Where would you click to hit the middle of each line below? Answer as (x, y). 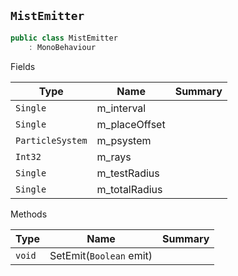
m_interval (121, 108)
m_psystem (124, 140)
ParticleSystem (51, 140)
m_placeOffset (131, 124)
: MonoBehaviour (62, 47)
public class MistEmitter (64, 38)
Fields (23, 66)
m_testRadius (128, 173)
